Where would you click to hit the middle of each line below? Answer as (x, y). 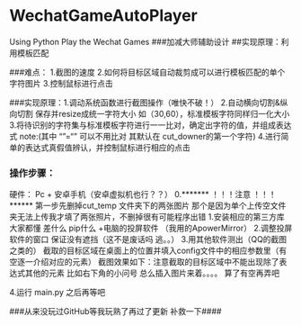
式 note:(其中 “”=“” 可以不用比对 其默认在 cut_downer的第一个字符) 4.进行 (145, 136)
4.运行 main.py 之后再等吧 (58, 293)
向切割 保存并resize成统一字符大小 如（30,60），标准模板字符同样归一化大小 (150, 113)
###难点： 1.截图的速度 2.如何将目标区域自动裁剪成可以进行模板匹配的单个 (147, 72)
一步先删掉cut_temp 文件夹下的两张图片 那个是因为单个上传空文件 (165, 206)
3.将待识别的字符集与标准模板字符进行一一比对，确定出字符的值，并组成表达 (150, 125)
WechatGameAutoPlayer (103, 16)
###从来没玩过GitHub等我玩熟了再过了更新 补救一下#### (115, 311)
